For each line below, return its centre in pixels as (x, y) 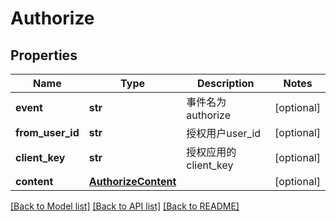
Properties (44, 55)
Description (225, 83)
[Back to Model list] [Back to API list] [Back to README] (125, 206)
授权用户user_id (224, 133)
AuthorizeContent (132, 181)
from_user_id (47, 132)
